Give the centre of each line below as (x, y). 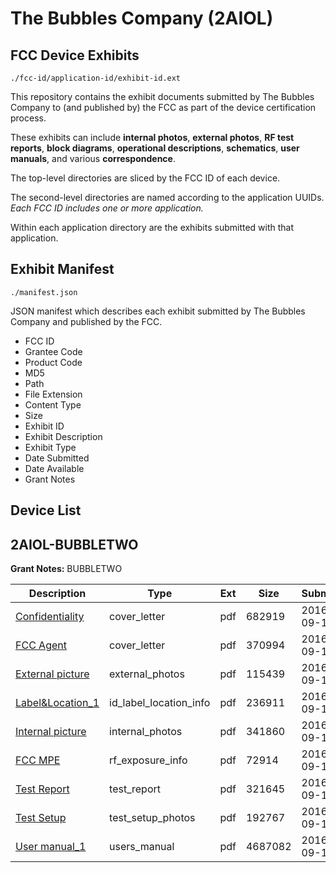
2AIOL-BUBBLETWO (74, 544)
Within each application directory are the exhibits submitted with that (152, 227)
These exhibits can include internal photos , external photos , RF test (152, 137)
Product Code (53, 362)
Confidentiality (50, 617)
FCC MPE (38, 760)
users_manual (142, 847)
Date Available (54, 468)
